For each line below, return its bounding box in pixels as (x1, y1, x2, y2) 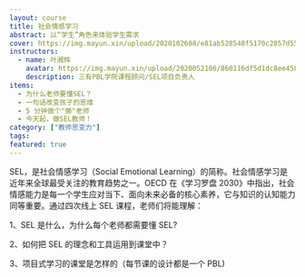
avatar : (25, 64, 54, 74)
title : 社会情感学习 (9, 22, 79, 31)
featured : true (9, 140, 67, 149)
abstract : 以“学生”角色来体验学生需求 (9, 30, 140, 39)
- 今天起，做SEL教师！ (17, 114, 93, 124)
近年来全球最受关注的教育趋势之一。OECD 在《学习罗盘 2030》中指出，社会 (9, 177, 295, 188)
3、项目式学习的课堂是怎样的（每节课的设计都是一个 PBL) (9, 258, 225, 269)
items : (9, 81, 34, 90)
